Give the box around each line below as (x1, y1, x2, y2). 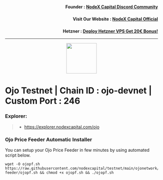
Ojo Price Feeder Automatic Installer (5, 136, 92, 143)
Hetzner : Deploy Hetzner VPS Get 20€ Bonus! (63, 28, 158, 34)
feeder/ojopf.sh (5, 170, 38, 175)
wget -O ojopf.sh (5, 162, 40, 166)
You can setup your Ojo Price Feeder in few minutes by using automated (5, 147, 149, 153)
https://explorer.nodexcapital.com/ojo (24, 124, 99, 130)
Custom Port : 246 (5, 95, 81, 107)
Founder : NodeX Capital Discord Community (65, 4, 158, 10)
